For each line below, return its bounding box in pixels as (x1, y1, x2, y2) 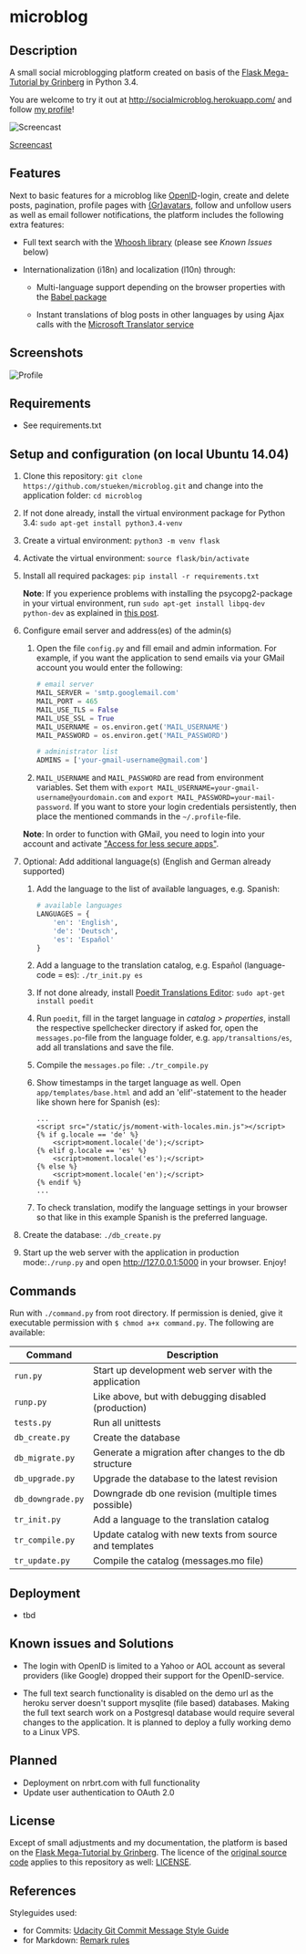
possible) (92, 1499, 134, 1512)
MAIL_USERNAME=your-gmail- (158, 784, 260, 793)
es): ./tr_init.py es (65, 970, 143, 981)
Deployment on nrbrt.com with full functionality (22, 1777, 200, 1788)
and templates (92, 1540, 155, 1553)
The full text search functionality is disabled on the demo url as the (22, 1688, 274, 1699)
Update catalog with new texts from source (92, 1528, 278, 1541)
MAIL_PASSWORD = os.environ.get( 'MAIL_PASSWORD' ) (36, 731, 229, 740)
